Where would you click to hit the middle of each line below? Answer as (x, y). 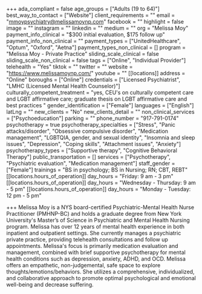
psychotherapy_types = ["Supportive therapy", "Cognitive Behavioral (92, 150)
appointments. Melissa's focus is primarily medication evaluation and (92, 246)
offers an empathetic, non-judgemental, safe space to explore (83, 265)
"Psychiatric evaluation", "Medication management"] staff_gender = (91, 163)
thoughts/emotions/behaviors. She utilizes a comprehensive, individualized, (100, 272)
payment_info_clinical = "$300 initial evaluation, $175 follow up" (86, 35)
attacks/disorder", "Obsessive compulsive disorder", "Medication (87, 131)
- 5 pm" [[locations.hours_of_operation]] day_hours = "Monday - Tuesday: (99, 189)
